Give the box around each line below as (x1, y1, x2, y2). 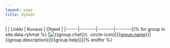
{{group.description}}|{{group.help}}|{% (5, 36, 90, 43)
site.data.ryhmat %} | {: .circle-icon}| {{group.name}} (5, 31, 150, 37)
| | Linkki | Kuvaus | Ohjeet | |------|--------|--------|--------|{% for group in (5, 26, 165, 32)
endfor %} (91, 36, 112, 43)
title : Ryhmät (5, 12, 36, 17)
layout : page (5, 7, 33, 13)
